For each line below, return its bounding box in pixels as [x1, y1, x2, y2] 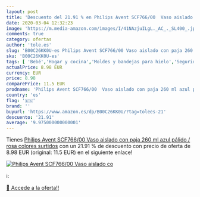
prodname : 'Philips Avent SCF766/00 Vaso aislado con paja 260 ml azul [6, 87, 190, 93]
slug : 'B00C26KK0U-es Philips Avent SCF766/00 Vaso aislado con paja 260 [6, 48, 193, 54]
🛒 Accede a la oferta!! [6, 184, 60, 192]
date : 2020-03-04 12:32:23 [6, 20, 73, 26]
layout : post [6, 8, 39, 15]
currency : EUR [6, 70, 42, 76]
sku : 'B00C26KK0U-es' [6, 53, 60, 59]
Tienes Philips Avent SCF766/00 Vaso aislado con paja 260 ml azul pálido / [6, 136, 190, 143]
